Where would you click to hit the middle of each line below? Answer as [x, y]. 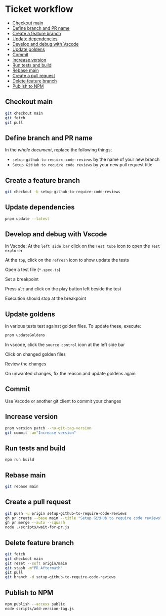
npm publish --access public [35, 604]
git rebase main [22, 486]
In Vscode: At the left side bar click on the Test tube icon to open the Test [83, 246]
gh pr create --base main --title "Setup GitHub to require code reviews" [84, 518]
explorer [14, 251]
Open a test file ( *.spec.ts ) [33, 270]
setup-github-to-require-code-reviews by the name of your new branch [86, 159]
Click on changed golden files [35, 354]
